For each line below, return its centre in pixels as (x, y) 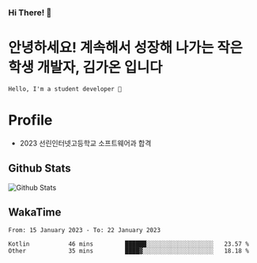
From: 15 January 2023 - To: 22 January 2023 (84, 231)
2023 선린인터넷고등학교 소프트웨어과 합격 (85, 143)
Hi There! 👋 (30, 13)
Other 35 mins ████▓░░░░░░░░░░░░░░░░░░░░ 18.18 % (128, 251)
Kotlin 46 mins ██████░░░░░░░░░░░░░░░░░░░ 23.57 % (128, 244)
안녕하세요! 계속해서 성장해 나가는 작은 (125, 48)
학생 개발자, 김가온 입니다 (85, 68)
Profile (30, 120)
